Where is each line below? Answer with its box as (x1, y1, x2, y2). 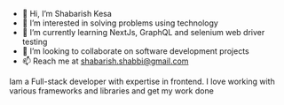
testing (21, 36, 48, 47)
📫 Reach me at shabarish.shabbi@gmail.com (21, 56, 189, 66)
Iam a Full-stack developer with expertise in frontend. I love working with (9, 76, 275, 86)
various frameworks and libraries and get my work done (9, 86, 215, 96)
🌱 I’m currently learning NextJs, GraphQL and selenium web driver (21, 27, 265, 37)
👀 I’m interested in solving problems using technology (21, 18, 219, 28)
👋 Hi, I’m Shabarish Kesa (21, 9, 113, 19)
